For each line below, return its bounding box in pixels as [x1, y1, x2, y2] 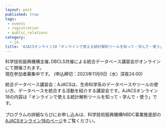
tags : [5, 16, 16, 21]
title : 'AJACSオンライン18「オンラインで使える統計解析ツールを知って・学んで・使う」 [5, 44, 164, 49]
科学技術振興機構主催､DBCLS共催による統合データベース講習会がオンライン [5, 58, 161, 64]
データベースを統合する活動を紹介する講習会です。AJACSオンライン [18, 87, 158, 93]
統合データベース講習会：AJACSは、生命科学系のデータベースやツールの [5, 81, 154, 87]
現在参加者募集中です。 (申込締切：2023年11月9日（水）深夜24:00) [5, 70, 143, 77]
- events [7, 21, 26, 26]
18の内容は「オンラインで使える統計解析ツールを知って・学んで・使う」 [5, 94, 153, 100]
